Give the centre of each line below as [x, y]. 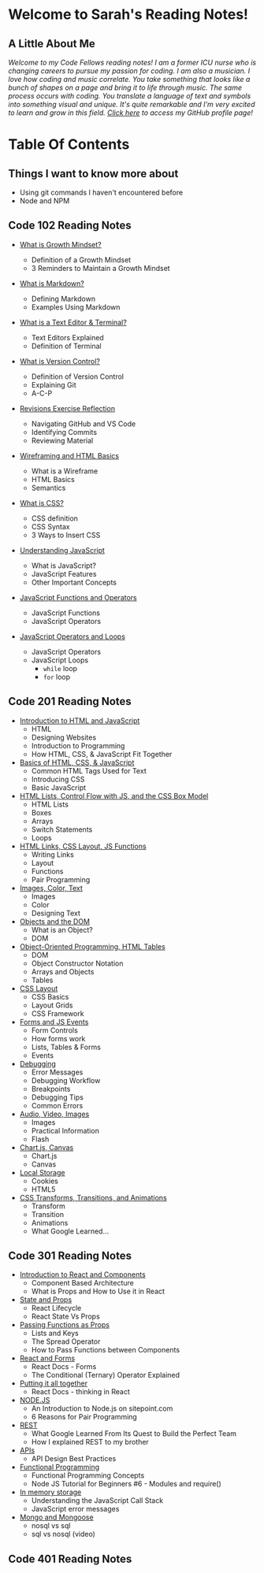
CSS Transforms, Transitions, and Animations [93, 1197]
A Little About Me [52, 44]
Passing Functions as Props [65, 1325]
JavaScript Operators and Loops [73, 636]
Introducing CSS [58, 779]
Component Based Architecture [82, 1283]
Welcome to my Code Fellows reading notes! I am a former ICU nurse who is [132, 62]
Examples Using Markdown [76, 307]
